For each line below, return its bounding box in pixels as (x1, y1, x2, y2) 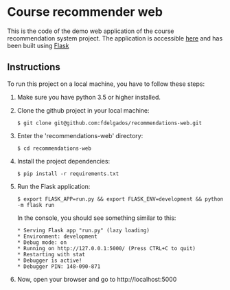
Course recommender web (7, 4, 163, 20)
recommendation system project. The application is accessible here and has (7, 34, 223, 42)
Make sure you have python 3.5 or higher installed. (16, 93, 161, 101)
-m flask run (16, 201, 55, 208)
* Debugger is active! (16, 257, 82, 264)
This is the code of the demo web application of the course (7, 27, 174, 35)
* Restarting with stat (16, 251, 86, 258)
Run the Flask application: (16, 182, 91, 190)
